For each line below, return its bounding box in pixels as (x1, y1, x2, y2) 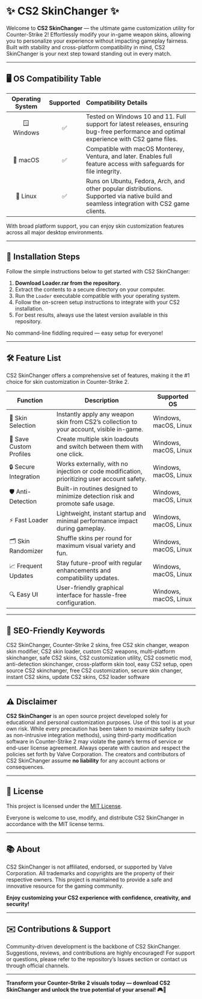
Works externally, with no (56, 460, 128, 468)
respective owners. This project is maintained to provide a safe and (6, 876, 173, 883)
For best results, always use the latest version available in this (14, 311, 168, 318)
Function (17, 396, 43, 405)
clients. (86, 207, 106, 215)
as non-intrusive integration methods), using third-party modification (6, 732, 177, 738)
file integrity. (86, 167, 121, 175)
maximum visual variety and (56, 542, 136, 550)
